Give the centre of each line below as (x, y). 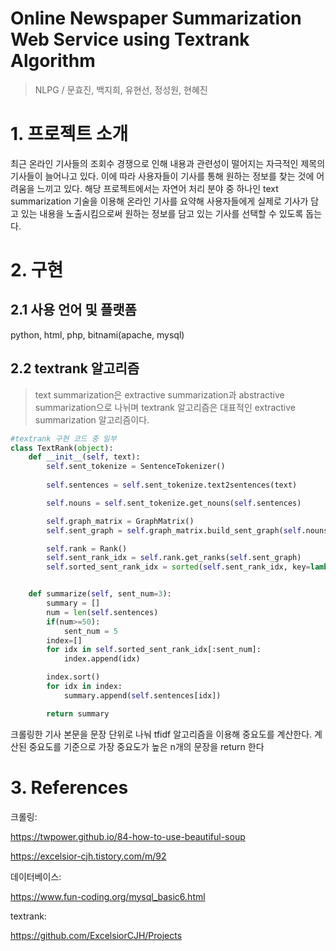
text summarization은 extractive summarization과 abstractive (159, 394)
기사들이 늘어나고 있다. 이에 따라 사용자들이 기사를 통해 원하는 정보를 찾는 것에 (162, 176)
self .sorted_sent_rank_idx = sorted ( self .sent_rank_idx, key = (178, 567)
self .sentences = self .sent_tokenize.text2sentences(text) (172, 485)
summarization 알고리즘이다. (92, 419)
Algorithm (53, 61)
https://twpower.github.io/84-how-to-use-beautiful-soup (128, 836)
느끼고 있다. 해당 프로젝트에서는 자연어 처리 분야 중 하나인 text (157, 188)
